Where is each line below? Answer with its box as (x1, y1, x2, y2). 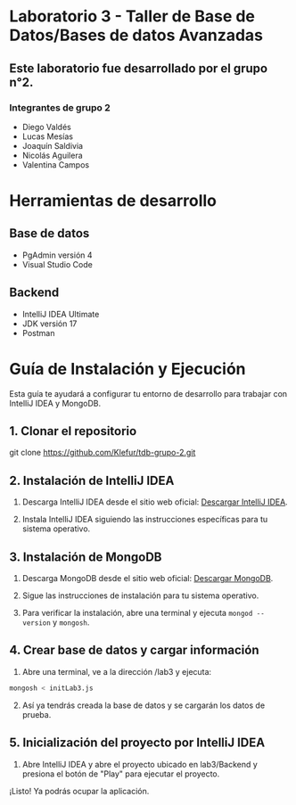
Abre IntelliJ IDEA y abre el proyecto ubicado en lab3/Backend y (21, 759, 259, 769)
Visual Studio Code (21, 259, 94, 269)
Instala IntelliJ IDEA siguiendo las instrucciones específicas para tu (21, 514, 268, 525)
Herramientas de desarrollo (9, 191, 217, 211)
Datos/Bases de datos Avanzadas (9, 25, 264, 45)
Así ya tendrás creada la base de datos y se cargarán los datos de (21, 700, 266, 711)
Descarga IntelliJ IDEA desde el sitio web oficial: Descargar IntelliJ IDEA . (21, 497, 288, 507)
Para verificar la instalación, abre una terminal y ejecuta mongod (21, 608, 253, 619)
